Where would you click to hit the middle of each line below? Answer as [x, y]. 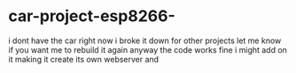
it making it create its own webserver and [84, 59]
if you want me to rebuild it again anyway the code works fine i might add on [148, 49]
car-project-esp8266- [92, 16]
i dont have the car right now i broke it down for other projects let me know [145, 40]
